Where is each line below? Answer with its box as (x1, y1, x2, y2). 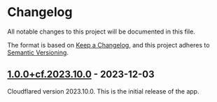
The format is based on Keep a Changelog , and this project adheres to (7, 41, 210, 49)
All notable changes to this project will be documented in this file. (7, 27, 196, 36)
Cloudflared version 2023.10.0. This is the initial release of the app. (7, 87, 199, 95)
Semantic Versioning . (7, 48, 69, 57)
